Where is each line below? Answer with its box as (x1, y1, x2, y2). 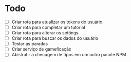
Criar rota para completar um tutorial (11, 25, 86, 30)
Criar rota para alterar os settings (11, 30, 78, 36)
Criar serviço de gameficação (11, 46, 72, 52)
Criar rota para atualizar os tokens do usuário (11, 19, 103, 25)
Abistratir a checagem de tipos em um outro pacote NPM (11, 52, 126, 58)
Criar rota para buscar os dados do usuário (11, 35, 98, 41)
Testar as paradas (11, 41, 48, 46)
